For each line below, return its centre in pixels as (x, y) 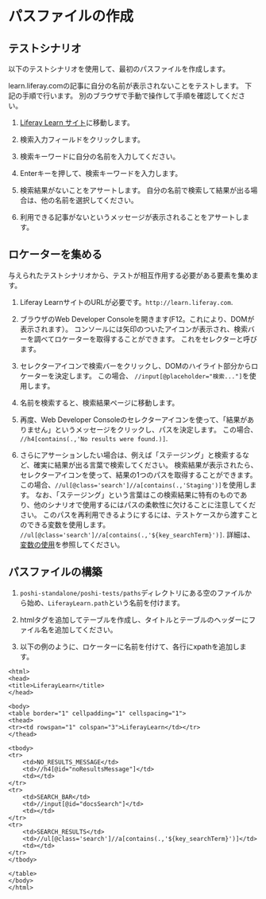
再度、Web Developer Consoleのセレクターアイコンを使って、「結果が (133, 420)
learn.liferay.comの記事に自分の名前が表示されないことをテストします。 (126, 86)
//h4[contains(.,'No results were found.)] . (94, 438)
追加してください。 (86, 629)
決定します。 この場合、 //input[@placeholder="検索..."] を (152, 376)
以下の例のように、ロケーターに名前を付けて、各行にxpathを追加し (129, 647)
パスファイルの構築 (55, 572)
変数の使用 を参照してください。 (72, 544)
